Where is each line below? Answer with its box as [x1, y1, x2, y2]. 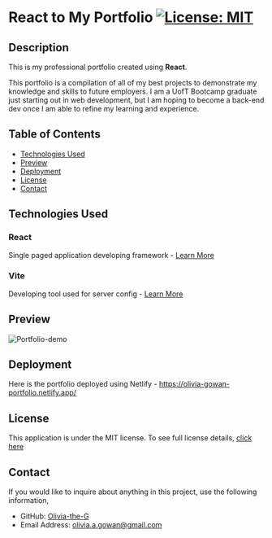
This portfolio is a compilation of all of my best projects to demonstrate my [8, 78, 257, 87]
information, [8, 496, 50, 505]
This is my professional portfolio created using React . [8, 62, 188, 72]
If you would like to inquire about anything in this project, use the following [8, 487, 257, 496]
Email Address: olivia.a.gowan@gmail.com [19, 520, 162, 530]
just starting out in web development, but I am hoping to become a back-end [8, 95, 265, 105]
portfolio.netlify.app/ [8, 387, 77, 398]
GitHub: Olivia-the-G [19, 511, 89, 521]
